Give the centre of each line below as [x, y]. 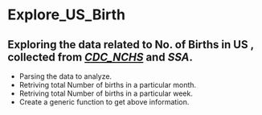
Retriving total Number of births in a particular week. [106, 93]
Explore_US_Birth [67, 15]
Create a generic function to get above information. [104, 102]
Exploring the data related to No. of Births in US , [131, 45]
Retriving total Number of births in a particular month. [108, 85]
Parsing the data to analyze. [65, 76]
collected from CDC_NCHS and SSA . [100, 57]
